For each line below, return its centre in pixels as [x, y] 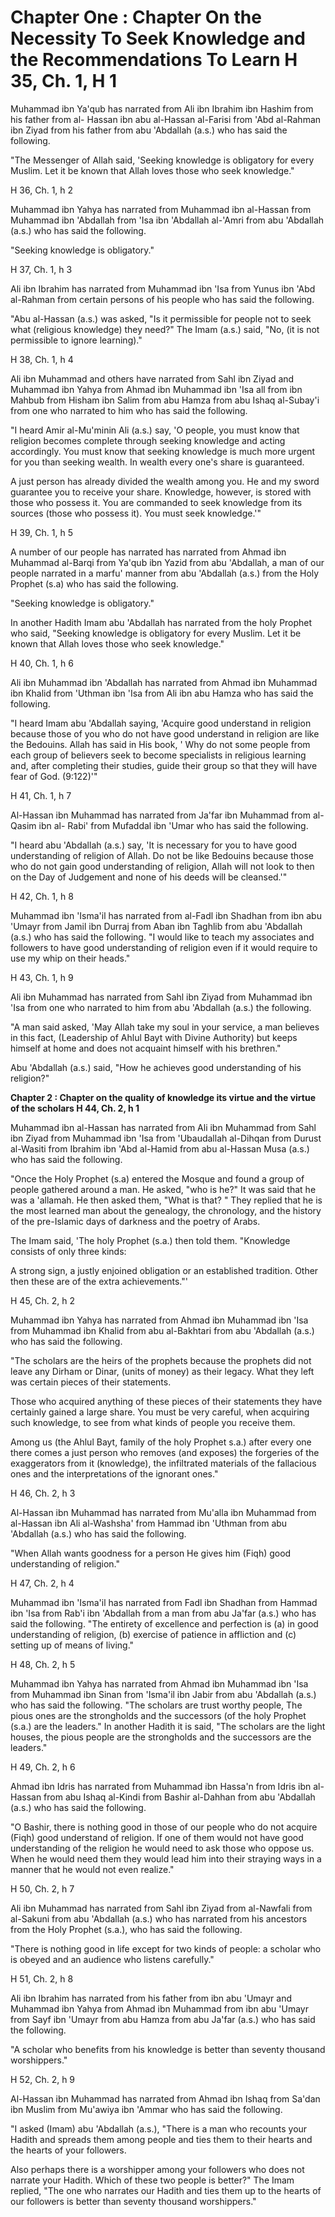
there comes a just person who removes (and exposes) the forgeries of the [165, 1452]
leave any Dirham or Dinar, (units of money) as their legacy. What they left [162, 1371]
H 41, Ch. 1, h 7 [41, 795]
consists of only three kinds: [68, 1251]
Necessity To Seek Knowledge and [158, 38]
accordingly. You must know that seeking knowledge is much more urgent [163, 451]
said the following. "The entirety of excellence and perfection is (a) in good [164, 1623]
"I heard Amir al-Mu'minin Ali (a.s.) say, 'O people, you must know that [155, 430]
